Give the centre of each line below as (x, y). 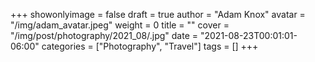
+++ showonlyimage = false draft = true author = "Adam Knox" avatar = (158, 14)
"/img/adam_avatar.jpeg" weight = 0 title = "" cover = (120, 25)
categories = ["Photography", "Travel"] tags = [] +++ (150, 46)
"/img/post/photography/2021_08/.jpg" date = (104, 35)
